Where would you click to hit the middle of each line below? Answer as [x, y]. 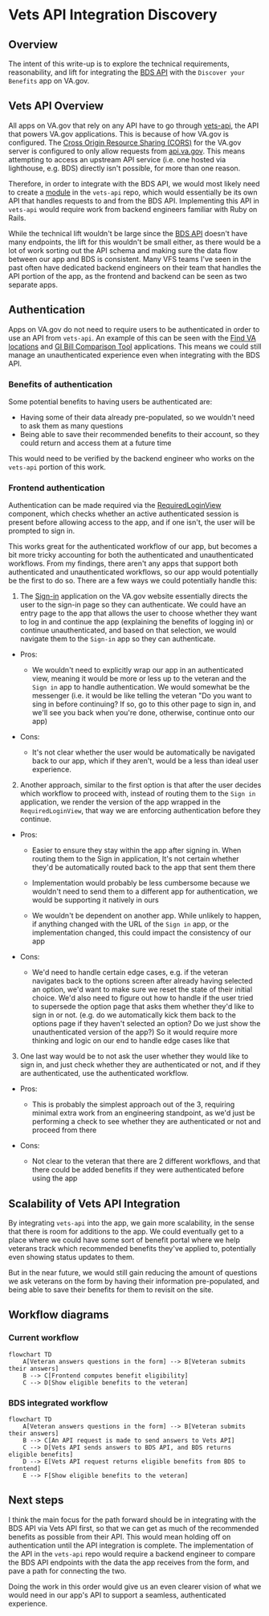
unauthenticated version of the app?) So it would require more [135, 1032]
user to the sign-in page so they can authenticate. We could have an [133, 605]
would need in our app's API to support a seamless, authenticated [117, 1595]
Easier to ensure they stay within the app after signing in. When [137, 850]
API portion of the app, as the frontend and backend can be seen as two [128, 276]
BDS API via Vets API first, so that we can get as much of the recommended [134, 1528]
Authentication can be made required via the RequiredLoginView [115, 505]
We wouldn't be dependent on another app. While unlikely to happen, [147, 916]
